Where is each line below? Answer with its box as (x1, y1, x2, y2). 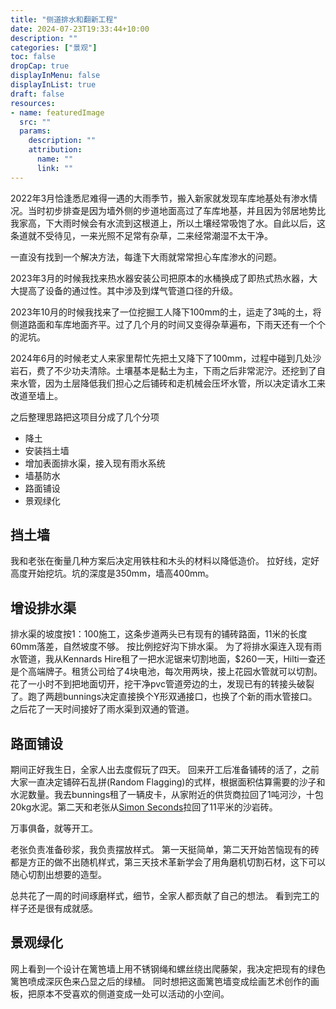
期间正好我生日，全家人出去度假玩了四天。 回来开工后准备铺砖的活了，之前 (10, 764, 320, 776)
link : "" (36, 163, 74, 173)
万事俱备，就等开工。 (10, 822, 98, 835)
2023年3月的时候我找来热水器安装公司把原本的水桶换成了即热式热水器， (10, 272, 310, 284)
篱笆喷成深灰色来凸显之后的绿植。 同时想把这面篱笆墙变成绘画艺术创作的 (10, 975, 311, 987)
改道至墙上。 (10, 389, 63, 401)
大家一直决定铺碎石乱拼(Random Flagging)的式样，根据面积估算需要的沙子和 (10, 776, 326, 788)
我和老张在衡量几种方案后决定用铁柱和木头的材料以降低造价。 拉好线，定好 (10, 555, 320, 567)
